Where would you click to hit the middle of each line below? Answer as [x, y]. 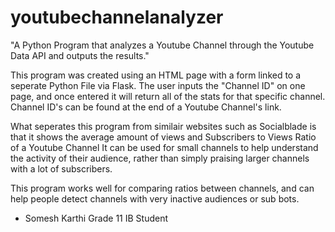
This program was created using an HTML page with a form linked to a [156, 75]
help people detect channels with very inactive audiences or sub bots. [155, 198]
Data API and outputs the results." [80, 55]
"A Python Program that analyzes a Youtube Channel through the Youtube [162, 45]
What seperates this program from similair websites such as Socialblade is [163, 126]
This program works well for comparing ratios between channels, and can [162, 188]
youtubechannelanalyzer [117, 17]
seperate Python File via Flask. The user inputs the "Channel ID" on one [158, 85]
